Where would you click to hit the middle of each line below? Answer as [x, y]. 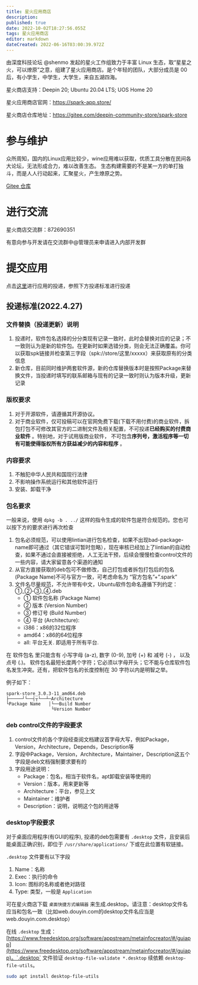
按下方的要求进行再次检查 [42, 527]
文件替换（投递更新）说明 [43, 325]
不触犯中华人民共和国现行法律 [51, 474]
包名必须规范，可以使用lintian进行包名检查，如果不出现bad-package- [99, 540]
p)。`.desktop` [24, 958]
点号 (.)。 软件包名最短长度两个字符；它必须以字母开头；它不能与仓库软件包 [98, 662]
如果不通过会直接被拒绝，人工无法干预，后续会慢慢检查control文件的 [109, 555]
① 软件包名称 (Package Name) [62, 598]
